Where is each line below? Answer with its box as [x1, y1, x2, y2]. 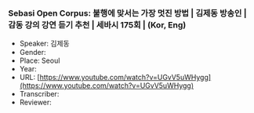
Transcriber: [19, 89, 60, 99]
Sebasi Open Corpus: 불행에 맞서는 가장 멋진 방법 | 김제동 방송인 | [8, 7, 247, 18]
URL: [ [19, 73, 41, 82]
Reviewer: [19, 97, 53, 108]
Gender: [19, 48, 46, 57]
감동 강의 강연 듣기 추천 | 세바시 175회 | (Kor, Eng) [8, 19, 187, 30]
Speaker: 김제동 [19, 38, 70, 49]
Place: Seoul [19, 56, 60, 65]
